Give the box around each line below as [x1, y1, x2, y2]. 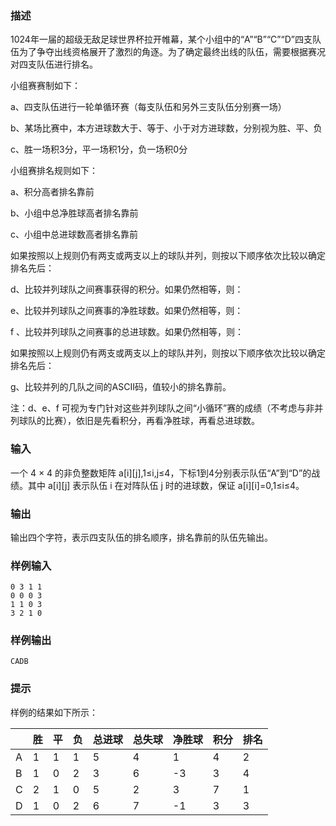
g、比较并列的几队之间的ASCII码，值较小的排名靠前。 [10, 381, 232, 393]
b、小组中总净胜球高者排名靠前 [10, 207, 139, 219]
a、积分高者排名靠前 [10, 186, 95, 198]
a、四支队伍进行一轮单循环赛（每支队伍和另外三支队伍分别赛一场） [10, 101, 287, 113]
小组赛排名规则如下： [10, 165, 98, 177]
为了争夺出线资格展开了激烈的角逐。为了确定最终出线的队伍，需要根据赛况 [18, 46, 326, 58]
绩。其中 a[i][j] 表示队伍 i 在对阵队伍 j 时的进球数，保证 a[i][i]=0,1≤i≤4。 [10, 479, 305, 491]
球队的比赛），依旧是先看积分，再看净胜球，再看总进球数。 [18, 415, 260, 427]
